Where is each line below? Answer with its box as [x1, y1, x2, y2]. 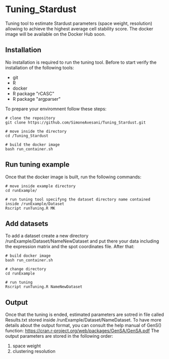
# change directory [5, 267, 47, 272]
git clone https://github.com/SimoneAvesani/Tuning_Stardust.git [5, 120, 146, 125]
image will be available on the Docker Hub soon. [5, 31, 106, 37]
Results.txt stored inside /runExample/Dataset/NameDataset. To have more [5, 317, 162, 323]
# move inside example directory [5, 183, 76, 188]
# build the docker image [5, 142, 60, 147]
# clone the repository [5, 115, 56, 121]
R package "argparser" [12, 96, 61, 102]
